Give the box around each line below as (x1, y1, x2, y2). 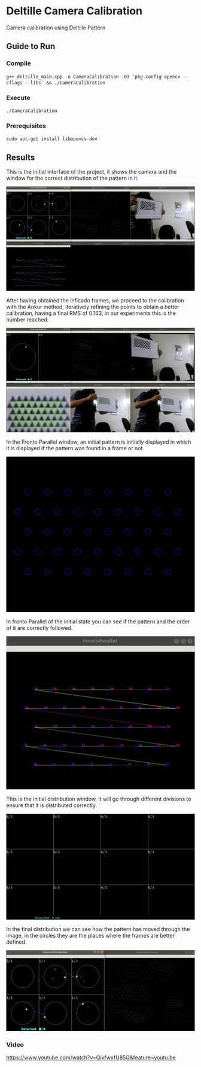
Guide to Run (6, 41, 56, 51)
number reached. (6, 316, 49, 323)
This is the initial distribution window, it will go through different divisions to (6, 795, 191, 803)
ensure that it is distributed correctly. (6, 802, 98, 809)
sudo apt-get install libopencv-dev (6, 136, 98, 142)
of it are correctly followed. (6, 625, 73, 632)
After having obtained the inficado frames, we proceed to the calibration (6, 297, 184, 304)
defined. (6, 938, 27, 945)
